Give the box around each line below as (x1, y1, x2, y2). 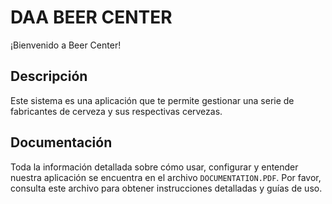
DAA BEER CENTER (10, 6, 173, 29)
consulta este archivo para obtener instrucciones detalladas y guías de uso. (10, 182, 323, 194)
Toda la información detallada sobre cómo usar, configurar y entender (10, 161, 299, 173)
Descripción (10, 68, 88, 85)
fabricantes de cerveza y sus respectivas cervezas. (10, 105, 223, 117)
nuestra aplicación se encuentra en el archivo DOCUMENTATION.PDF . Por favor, (10, 171, 322, 183)
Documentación (10, 134, 113, 151)
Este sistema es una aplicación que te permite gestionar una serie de (10, 94, 295, 106)
